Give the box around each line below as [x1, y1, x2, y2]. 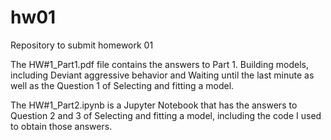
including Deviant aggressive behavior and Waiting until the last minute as [10, 69, 315, 81]
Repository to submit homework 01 [10, 39, 154, 51]
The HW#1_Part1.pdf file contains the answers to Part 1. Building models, [10, 58, 309, 70]
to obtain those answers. [10, 120, 113, 132]
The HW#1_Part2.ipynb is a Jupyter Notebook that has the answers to [10, 99, 298, 111]
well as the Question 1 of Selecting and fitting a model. [10, 79, 235, 91]
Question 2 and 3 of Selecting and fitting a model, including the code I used [10, 109, 322, 121]
